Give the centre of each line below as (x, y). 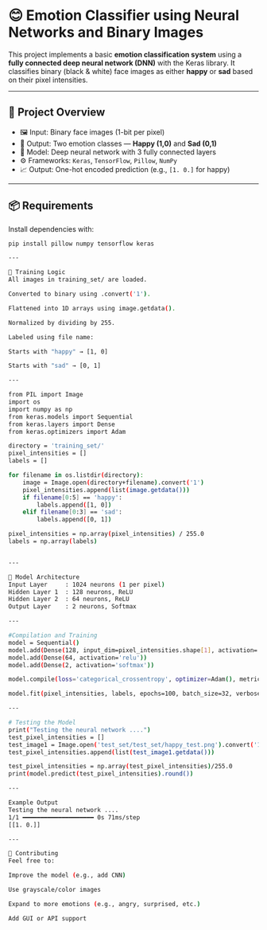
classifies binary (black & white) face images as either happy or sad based (131, 71)
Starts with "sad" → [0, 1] (55, 366)
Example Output (33, 803)
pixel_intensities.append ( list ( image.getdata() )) (106, 490)
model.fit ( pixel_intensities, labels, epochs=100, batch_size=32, (120, 694)
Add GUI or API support (48, 918)
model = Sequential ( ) (44, 643)
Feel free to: (32, 861)
